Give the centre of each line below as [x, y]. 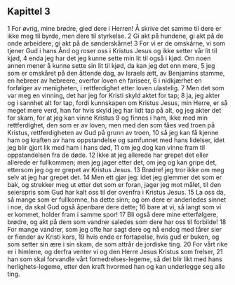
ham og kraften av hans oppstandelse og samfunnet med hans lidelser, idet [116, 140]
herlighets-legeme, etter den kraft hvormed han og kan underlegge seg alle [116, 266]
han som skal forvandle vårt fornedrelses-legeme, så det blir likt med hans [115, 259]
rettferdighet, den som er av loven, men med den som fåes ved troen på [111, 125]
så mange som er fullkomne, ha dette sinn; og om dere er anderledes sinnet [117, 200]
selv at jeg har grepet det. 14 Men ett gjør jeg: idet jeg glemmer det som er [115, 177]
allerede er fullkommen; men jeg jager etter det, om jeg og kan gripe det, [112, 162]
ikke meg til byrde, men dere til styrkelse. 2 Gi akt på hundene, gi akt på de [115, 36]
